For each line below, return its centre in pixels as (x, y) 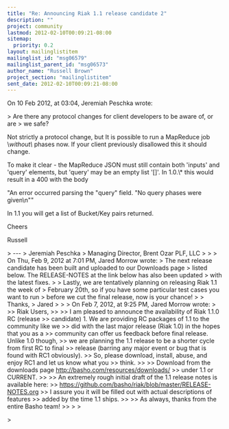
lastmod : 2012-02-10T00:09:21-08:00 (59, 33)
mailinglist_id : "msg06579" (47, 58)
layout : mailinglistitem (43, 52)
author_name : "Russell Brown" (50, 71)
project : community (35, 26)
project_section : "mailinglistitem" (59, 77)
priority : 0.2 (33, 45)
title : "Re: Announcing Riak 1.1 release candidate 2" (87, 13)
